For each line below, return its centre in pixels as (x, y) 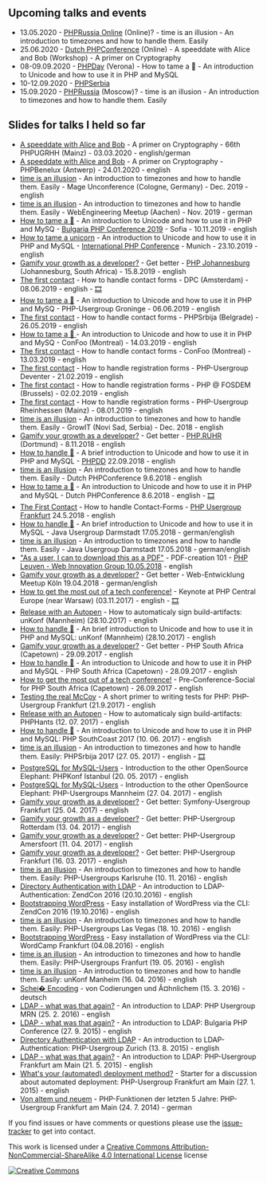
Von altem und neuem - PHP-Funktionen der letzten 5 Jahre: (119, 1099)
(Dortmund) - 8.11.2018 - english (73, 444)
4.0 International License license (154, 1155)
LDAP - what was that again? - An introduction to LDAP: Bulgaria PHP (133, 1022)
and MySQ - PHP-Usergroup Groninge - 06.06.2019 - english (120, 308)
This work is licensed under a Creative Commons (89, 1146)
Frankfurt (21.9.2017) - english (106, 705)
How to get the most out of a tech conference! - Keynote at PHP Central (138, 591)
